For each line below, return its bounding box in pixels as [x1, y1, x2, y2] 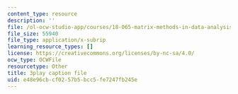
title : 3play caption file [7, 69, 87, 76]
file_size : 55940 [7, 30, 59, 37]
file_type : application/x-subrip [7, 37, 106, 44]
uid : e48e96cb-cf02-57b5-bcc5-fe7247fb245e [7, 76, 138, 83]
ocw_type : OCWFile [7, 57, 62, 64]
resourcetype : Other [7, 63, 69, 70]
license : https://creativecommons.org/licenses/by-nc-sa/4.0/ [7, 50, 195, 57]
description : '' [7, 17, 55, 24]
